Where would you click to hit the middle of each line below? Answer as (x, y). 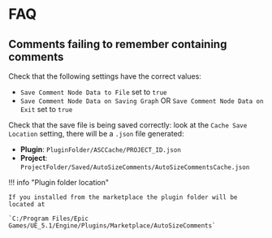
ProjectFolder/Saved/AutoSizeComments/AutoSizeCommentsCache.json (135, 167)
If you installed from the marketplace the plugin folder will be (123, 197)
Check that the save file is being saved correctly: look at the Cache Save (128, 125)
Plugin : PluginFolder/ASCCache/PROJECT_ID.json (100, 149)
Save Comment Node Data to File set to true (93, 92)
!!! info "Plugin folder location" (59, 182)
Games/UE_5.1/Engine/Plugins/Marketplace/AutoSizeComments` (112, 226)
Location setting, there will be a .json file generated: (96, 134)
